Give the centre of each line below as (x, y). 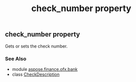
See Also (16, 59)
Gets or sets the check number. (36, 46)
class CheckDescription (36, 74)
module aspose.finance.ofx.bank (45, 69)
